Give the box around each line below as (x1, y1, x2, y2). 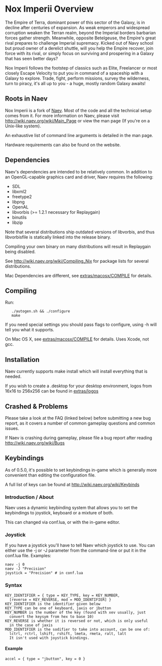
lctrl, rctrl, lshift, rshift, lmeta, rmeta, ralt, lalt (9, 631, 127, 636)
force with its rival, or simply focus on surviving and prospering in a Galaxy (5, 50, 154, 56)
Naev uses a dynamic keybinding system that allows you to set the (5, 505, 138, 511)
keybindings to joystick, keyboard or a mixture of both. (5, 510, 114, 516)
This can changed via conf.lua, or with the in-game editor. (5, 519, 120, 525)
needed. (5, 374, 22, 379)
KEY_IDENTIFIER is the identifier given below (5, 601, 101, 606)
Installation (5, 356, 40, 364)
